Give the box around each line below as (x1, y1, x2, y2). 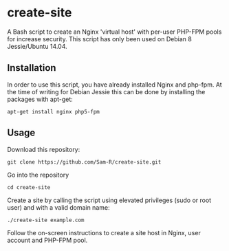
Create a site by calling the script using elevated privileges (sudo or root (7, 196, 212, 204)
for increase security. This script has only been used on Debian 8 (7, 34, 193, 43)
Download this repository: (7, 145, 80, 153)
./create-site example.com (7, 217, 85, 223)
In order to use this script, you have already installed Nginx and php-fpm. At (7, 80, 222, 89)
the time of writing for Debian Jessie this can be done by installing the (7, 87, 206, 96)
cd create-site (7, 184, 51, 190)
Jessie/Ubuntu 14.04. (7, 42, 67, 50)
